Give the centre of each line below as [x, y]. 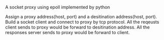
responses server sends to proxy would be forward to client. [67, 32]
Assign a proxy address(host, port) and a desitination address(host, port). [81, 17]
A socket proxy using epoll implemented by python [58, 7]
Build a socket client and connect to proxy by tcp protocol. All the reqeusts [82, 22]
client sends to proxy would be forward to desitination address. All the [77, 27]
